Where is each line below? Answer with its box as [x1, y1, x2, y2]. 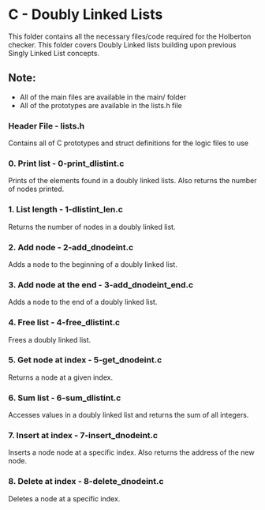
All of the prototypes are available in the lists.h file [19, 100, 183, 110]
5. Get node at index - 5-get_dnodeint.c [8, 354, 162, 366]
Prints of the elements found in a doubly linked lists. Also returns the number [8, 176, 257, 186]
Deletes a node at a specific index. [8, 493, 121, 503]
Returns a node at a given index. [8, 373, 113, 382]
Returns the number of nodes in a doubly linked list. [8, 222, 176, 231]
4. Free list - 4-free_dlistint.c [8, 317, 121, 328]
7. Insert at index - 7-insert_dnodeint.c [8, 430, 159, 441]
